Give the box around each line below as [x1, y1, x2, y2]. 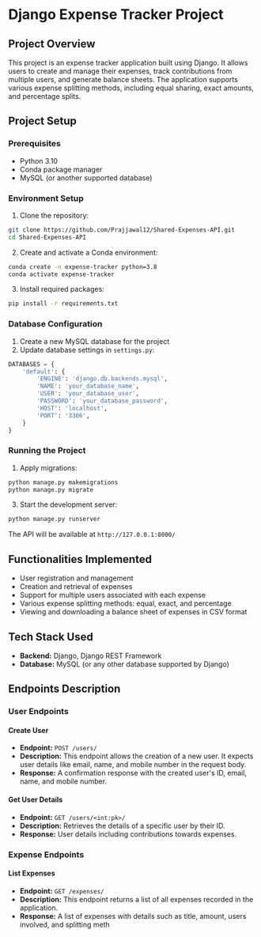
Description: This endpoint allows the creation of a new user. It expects [19, 751, 254, 761]
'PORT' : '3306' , [36, 411, 90, 420]
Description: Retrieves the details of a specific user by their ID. [19, 821, 225, 830]
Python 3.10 [19, 156, 58, 165]
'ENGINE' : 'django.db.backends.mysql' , [36, 375, 168, 383]
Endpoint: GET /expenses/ [19, 886, 104, 895]
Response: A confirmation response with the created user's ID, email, [19, 769, 248, 778]
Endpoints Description [8, 682, 121, 696]
